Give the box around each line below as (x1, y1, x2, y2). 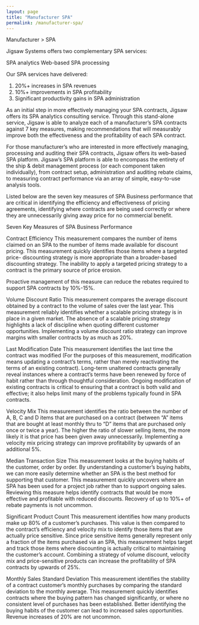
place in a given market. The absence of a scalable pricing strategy (6, 315, 171, 322)
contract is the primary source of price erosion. (6, 266, 122, 274)
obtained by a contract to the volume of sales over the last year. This (6, 302, 174, 310)
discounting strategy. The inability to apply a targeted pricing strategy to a (6, 260, 188, 268)
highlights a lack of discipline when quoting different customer (6, 321, 159, 328)
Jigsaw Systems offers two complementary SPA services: (6, 48, 147, 55)
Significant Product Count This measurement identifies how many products (6, 513, 190, 520)
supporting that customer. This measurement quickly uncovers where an (6, 476, 184, 483)
